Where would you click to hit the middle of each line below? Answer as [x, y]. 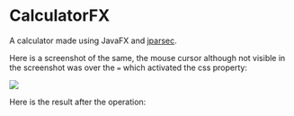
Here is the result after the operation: [78, 102]
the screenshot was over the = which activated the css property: [128, 67]
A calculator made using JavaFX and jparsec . [93, 40]
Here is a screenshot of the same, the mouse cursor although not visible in [147, 58]
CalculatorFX [60, 16]
